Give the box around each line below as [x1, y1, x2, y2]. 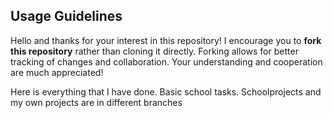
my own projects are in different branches [10, 96, 183, 108]
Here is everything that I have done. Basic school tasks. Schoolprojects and [10, 85, 322, 98]
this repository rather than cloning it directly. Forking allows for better [10, 45, 299, 57]
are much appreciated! [10, 66, 104, 78]
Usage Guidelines [10, 8, 123, 25]
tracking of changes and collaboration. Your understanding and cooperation [10, 55, 323, 68]
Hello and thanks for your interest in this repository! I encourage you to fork [10, 34, 322, 46]
